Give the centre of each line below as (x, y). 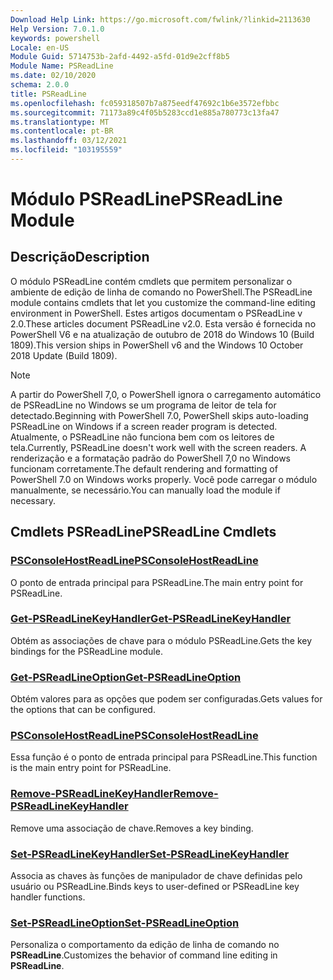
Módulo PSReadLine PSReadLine (146, 199)
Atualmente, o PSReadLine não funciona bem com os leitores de (142, 437)
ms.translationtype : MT (60, 122)
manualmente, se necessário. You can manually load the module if (145, 490)
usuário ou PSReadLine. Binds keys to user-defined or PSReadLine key (155, 887)
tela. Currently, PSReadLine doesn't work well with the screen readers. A (158, 447)
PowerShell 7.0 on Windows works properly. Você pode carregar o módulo (164, 479)
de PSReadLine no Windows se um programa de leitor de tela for (143, 405)
